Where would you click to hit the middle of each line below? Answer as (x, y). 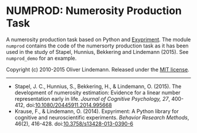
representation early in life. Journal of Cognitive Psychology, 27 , (92, 98)
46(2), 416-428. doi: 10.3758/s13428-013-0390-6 (74, 124)
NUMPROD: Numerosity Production (94, 11)
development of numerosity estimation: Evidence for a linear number (97, 93)
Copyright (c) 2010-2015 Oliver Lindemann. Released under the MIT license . (98, 69)
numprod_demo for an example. (42, 58)
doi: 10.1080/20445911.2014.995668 (69, 105)
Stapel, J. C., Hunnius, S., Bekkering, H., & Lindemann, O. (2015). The (98, 86)
